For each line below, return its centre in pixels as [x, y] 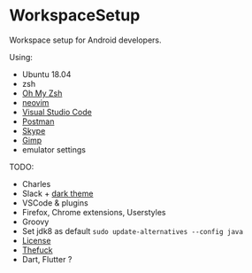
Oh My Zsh [42, 93]
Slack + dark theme [57, 193]
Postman [38, 121]
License [36, 240]
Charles [36, 183]
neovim [35, 102]
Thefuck [37, 250]
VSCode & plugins [55, 203]
